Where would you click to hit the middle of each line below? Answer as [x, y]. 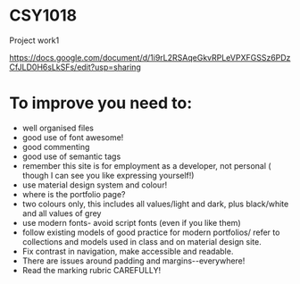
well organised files [58, 128]
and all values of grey [62, 213]
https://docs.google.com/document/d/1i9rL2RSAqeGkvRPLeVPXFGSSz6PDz [150, 57]
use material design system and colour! [95, 185]
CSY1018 [43, 16]
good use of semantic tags [71, 156]
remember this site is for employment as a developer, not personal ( [146, 165]
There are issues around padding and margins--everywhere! [133, 261]
